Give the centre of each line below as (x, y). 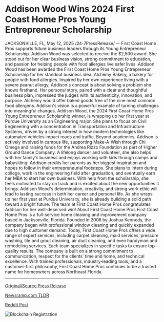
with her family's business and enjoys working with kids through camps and (81, 157)
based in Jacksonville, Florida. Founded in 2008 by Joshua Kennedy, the (78, 220)
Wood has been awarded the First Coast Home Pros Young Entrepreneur (78, 69)
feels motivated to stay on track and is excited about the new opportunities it (82, 183)
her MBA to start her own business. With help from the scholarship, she (77, 178)
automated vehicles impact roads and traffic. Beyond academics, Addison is (82, 137)
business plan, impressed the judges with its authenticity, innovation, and (79, 95)
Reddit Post (17, 304)
